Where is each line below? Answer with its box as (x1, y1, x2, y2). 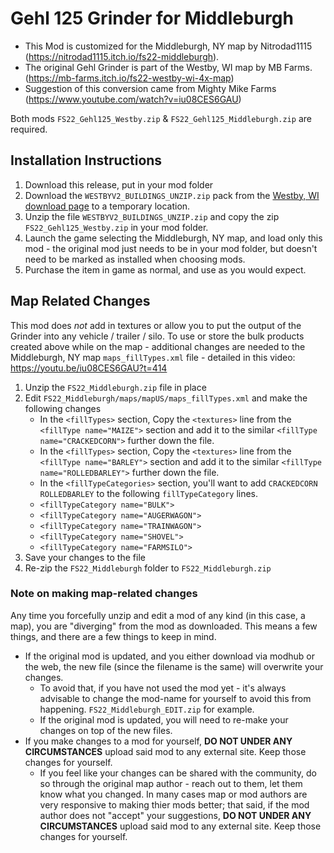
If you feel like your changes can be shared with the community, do (39, 767, 317, 779)
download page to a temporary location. (24, 200, 191, 212)
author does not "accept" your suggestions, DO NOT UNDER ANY (39, 809, 312, 821)
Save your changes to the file (24, 551, 146, 563)
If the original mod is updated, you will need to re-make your (39, 713, 289, 726)
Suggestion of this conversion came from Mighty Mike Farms (24, 82, 277, 94)
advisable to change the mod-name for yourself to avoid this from (39, 692, 312, 704)
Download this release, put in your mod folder (24, 178, 214, 191)
